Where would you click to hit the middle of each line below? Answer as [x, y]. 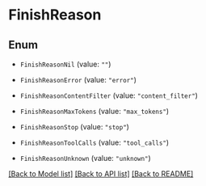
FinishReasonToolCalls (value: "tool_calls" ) [95, 142]
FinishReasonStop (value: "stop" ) [74, 127]
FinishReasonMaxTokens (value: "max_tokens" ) [95, 111]
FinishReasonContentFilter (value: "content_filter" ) [109, 95]
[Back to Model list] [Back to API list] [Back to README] [101, 174]
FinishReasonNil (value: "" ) [65, 64]
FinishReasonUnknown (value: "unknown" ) [85, 158]
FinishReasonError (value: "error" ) [78, 80]
